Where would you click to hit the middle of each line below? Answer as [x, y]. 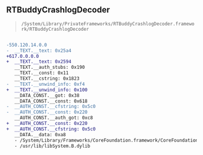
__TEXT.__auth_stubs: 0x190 [50, 68]
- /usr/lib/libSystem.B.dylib [52, 146]
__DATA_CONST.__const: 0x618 [51, 101]
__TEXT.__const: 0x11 [41, 73]
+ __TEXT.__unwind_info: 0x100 [47, 90]
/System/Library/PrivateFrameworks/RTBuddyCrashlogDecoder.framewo [108, 24]
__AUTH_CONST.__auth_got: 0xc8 [54, 118]
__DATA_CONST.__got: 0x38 [47, 95]
